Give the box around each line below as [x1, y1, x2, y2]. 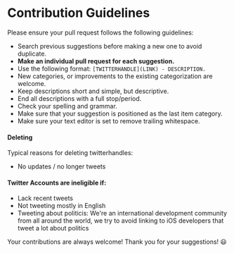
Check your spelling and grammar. [17, 101, 117, 110]
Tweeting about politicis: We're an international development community [17, 209, 227, 218]
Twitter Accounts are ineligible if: [7, 178, 107, 187]
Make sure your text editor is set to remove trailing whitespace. [17, 116, 200, 125]
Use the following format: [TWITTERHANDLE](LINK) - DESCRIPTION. [17, 64, 206, 73]
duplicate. [17, 49, 47, 58]
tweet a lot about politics [17, 224, 89, 233]
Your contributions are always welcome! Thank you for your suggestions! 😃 [7, 237, 227, 246]
